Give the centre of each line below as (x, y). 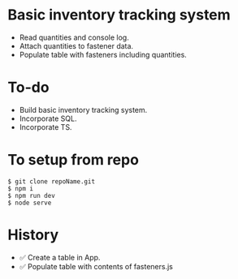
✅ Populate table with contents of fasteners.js (96, 266)
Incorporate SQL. (48, 118)
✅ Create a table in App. (60, 257)
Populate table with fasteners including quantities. (103, 54)
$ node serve (30, 203)
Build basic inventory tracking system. (83, 109)
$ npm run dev (32, 195)
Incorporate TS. (45, 127)
